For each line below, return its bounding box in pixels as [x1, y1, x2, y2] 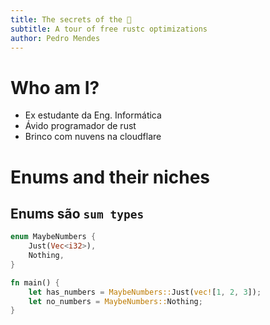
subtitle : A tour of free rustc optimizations [10, 24, 208, 34]
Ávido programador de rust [24, 120, 137, 132]
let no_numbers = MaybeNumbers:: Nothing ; [28, 296, 203, 306]
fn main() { [10, 277, 60, 288]
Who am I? [10, 76, 100, 99]
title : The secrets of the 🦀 [10, 14, 132, 25]
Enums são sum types [10, 205, 145, 222]
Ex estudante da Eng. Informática [24, 109, 162, 121]
